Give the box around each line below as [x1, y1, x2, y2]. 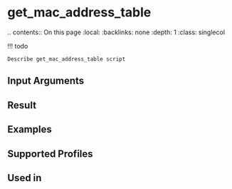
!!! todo [7, 41, 28, 50]
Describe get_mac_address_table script [7, 55, 126, 63]
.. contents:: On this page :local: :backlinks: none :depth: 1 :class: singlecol [7, 28, 226, 36]
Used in [7, 172, 42, 184]
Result [7, 99, 37, 111]
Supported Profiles [7, 148, 94, 160]
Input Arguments [7, 75, 85, 87]
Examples [7, 123, 52, 136]
